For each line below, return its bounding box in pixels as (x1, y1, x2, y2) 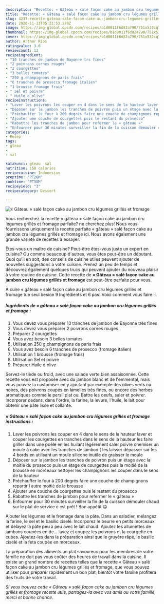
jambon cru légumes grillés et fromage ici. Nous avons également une (5, 231, 146, 237)
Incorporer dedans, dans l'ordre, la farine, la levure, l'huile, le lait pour (5, 397, 145, 403)
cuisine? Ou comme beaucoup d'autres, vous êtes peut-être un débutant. (5, 251, 153, 257)
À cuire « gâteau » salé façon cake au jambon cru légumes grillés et (5, 286, 142, 292)
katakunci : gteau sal (5, 161, 52, 166)
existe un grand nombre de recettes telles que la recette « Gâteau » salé (5, 559, 150, 564)
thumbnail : (5, 30, 28, 35)
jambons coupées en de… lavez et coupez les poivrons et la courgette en (5, 528, 152, 535)
